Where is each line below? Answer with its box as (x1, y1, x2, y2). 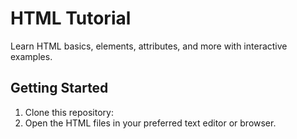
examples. (10, 50, 53, 62)
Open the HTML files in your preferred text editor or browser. (24, 117, 277, 129)
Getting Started (10, 80, 109, 97)
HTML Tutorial (10, 7, 132, 30)
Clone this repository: (24, 106, 114, 118)
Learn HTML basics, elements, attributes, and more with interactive (10, 40, 288, 52)
